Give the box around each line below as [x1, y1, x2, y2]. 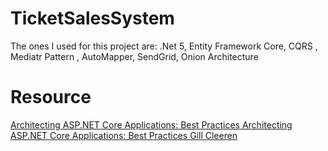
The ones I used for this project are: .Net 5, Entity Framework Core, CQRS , [10, 40, 318, 52]
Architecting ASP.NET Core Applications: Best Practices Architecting [10, 118, 293, 131]
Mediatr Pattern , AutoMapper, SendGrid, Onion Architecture [10, 50, 259, 62]
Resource [10, 86, 92, 109]
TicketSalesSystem [10, 7, 175, 30]
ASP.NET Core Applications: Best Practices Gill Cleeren [10, 129, 238, 141]
